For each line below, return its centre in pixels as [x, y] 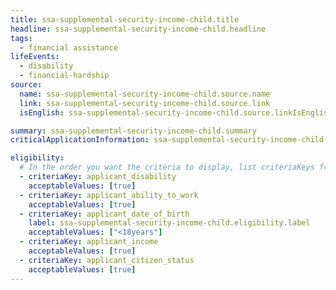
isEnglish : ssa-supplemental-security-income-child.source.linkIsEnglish [176, 112]
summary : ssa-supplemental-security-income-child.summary [133, 131]
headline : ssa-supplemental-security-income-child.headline [138, 29]
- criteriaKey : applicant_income [89, 242]
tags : [21, 38]
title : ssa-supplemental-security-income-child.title [125, 19]
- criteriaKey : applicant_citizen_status [107, 260]
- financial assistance [68, 47]
